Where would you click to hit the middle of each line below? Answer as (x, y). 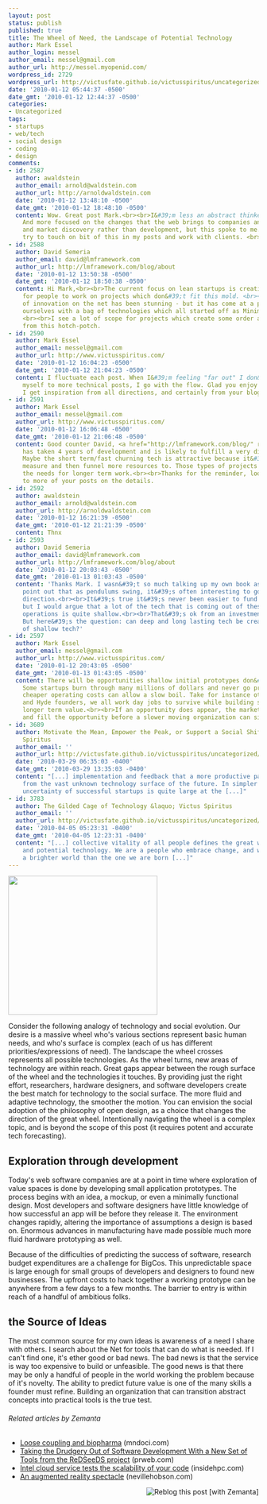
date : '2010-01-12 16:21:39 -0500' (74, 518)
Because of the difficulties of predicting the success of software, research (130, 1255)
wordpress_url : (33, 82)
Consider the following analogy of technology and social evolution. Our (124, 1027)
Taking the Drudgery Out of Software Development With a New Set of (133, 1452)
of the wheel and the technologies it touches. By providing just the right (125, 1077)
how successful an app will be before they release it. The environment (123, 1214)
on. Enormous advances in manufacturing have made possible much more (130, 1231)
